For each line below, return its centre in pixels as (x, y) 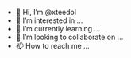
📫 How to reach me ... (52, 46)
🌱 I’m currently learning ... (58, 29)
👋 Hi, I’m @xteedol (46, 12)
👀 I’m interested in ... (49, 20)
